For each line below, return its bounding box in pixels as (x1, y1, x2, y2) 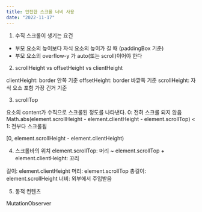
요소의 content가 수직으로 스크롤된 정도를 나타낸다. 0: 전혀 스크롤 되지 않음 (6, 108, 182, 116)
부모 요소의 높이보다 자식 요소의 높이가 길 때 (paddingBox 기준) (14, 45, 164, 52)
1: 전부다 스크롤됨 (6, 122, 47, 129)
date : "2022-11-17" (6, 14, 55, 20)
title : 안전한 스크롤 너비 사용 (6, 8, 75, 15)
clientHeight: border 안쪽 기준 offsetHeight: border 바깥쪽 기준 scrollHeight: (6, 76, 190, 84)
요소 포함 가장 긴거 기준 (12, 84, 67, 91)
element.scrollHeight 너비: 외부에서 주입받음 (6, 175, 112, 182)
